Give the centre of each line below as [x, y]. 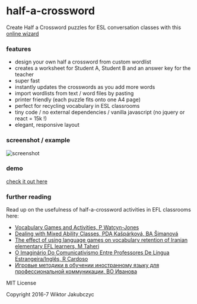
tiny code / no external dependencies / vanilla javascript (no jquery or [100, 112]
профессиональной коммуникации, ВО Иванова [76, 271]
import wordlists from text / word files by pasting [74, 94]
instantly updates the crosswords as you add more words [85, 87]
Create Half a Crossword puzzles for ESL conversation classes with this [94, 27]
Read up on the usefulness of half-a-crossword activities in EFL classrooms [99, 210]
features [19, 49]
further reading [29, 197]
